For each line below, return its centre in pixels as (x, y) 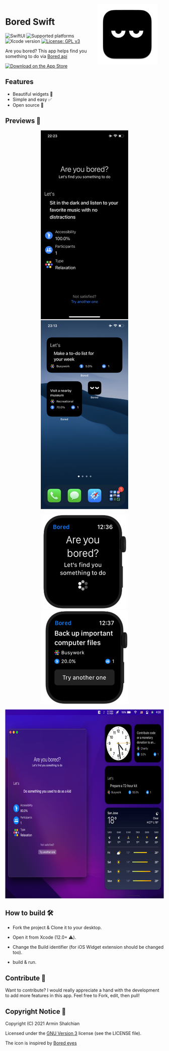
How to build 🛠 (29, 913)
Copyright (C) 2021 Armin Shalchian (43, 1024)
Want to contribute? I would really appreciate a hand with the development (82, 990)
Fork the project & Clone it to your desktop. (57, 928)
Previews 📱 (23, 121)
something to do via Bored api (36, 56)
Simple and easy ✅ (32, 99)
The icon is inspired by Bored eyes (41, 1043)
